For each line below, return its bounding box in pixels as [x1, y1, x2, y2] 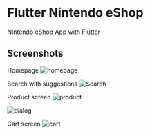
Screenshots [7, 48, 64, 59]
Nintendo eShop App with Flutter [7, 28, 101, 36]
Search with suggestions [7, 79, 78, 88]
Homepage [7, 66, 39, 74]
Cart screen [7, 119, 41, 128]
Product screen [7, 93, 51, 101]
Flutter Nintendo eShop [7, 5, 144, 21]
